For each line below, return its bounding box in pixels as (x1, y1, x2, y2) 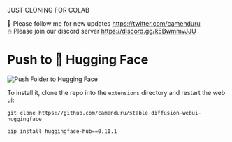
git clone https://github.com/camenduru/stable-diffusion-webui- (7, 109, 201, 116)
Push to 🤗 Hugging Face (7, 52, 149, 68)
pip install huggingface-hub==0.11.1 (7, 127, 117, 135)
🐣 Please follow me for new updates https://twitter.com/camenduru (7, 20, 201, 27)
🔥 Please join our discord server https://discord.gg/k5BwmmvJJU (7, 27, 197, 35)
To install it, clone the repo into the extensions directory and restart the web (7, 88, 226, 97)
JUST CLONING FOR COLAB (7, 6, 89, 14)
